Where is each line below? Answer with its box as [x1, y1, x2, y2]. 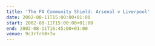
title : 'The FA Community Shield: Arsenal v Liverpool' [6, 8, 150, 15]
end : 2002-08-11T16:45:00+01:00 [6, 25, 88, 32]
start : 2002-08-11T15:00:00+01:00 [6, 20, 94, 26]
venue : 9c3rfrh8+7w [6, 31, 56, 37]
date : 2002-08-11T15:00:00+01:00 [6, 14, 91, 20]
